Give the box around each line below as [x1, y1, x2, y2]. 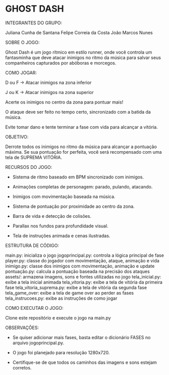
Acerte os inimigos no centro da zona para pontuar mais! [5, 99, 124, 105]
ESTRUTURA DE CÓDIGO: [5, 242, 60, 248]
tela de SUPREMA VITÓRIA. [5, 154, 62, 160]
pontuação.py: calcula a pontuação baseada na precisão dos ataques [5, 268, 150, 274]
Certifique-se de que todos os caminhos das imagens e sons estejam [12, 359, 157, 365]
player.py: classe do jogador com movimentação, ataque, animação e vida [5, 257, 160, 263]
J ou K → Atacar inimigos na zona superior [5, 89, 94, 95]
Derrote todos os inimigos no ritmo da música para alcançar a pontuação [5, 144, 157, 150]
